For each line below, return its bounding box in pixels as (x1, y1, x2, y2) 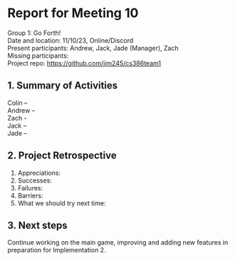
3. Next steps (7, 219, 68, 231)
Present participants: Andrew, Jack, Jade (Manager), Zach (7, 43, 179, 52)
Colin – (7, 98, 28, 107)
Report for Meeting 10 (7, 5, 139, 21)
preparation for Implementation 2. (7, 246, 106, 255)
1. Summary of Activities (7, 80, 118, 92)
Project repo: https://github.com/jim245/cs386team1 (7, 58, 162, 67)
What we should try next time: (17, 198, 106, 208)
